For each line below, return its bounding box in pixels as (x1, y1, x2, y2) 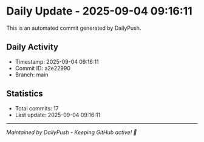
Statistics (6, 89, 44, 99)
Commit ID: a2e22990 (15, 64, 71, 72)
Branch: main (15, 71, 49, 78)
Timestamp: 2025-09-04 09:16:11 (15, 58, 99, 65)
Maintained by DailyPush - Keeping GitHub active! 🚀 (6, 129, 137, 136)
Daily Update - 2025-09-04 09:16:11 (6, 4, 192, 18)
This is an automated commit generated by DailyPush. (6, 24, 141, 32)
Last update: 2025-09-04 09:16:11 (15, 111, 101, 118)
